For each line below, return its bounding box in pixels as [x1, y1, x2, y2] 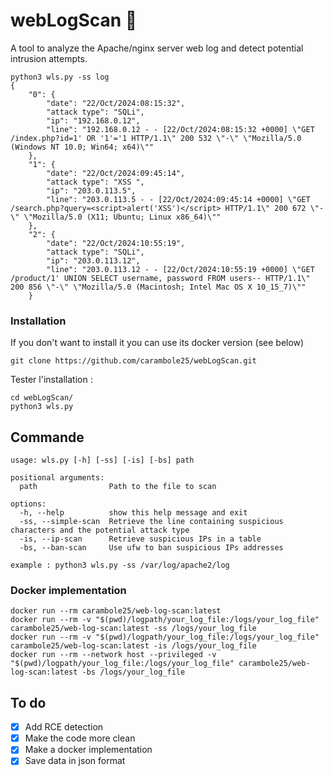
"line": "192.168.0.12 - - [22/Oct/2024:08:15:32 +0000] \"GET [46, 124, 315, 134]
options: [10, 499, 47, 509]
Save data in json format [24, 755, 126, 767]
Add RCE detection [24, 721, 104, 733]
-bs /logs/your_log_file [81, 667, 186, 678]
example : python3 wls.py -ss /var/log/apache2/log [10, 560, 230, 571]
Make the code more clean [24, 732, 136, 744]
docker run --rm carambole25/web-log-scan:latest [10, 606, 222, 616]
